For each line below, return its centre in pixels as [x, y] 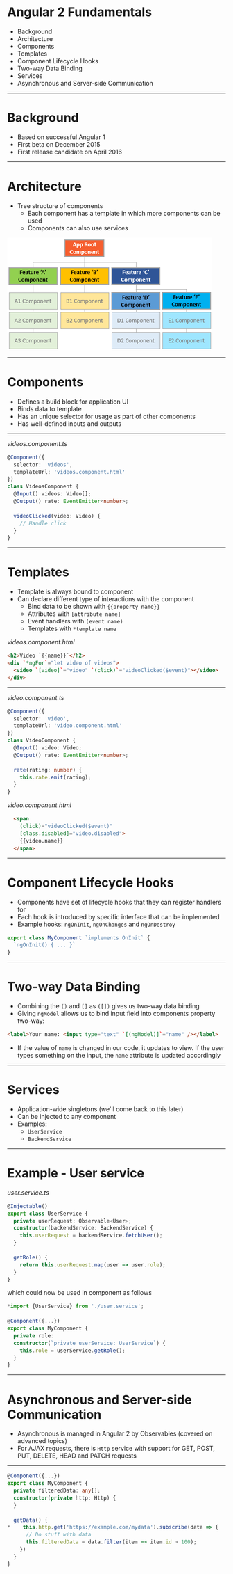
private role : [34, 1336]
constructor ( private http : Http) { [65, 1498]
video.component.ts [36, 697]
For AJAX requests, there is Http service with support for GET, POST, [116, 1449]
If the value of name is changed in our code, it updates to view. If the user [121, 1047]
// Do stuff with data [58, 1535]
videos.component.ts [37, 443]
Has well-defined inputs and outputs [69, 423]
